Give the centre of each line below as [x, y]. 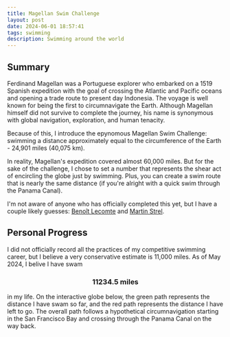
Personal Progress [47, 233]
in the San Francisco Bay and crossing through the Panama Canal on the [110, 319]
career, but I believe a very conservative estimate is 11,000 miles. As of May [114, 257]
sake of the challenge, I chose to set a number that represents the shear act [114, 168]
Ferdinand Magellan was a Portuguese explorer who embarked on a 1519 [110, 83]
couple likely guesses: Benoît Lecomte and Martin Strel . [86, 211]
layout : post [26, 20]
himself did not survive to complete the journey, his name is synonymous [111, 112]
